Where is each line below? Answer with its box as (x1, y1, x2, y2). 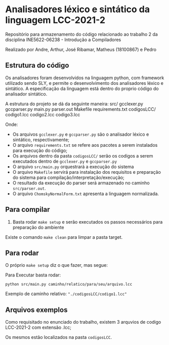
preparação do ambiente (12, 224, 64, 230)
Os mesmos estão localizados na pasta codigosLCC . (5, 334, 112, 340)
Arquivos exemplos (5, 305, 68, 314)
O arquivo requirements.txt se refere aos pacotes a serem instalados (12, 142, 158, 148)
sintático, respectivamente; (12, 136, 70, 143)
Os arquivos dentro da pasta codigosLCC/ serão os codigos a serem (12, 152, 153, 159)
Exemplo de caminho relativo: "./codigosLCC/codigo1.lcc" (5, 291, 128, 297)
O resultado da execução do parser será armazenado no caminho (12, 179, 150, 186)
